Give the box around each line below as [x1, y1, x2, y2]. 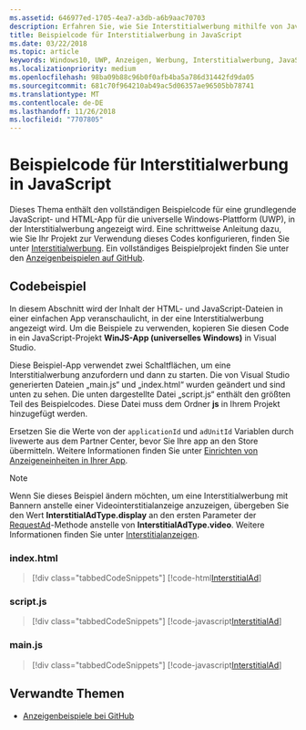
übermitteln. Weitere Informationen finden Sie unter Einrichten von [9, 444, 259, 456]
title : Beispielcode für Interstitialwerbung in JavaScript [9, 30, 243, 39]
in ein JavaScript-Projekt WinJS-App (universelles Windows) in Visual [9, 332, 277, 343]
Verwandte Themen [9, 686, 125, 702]
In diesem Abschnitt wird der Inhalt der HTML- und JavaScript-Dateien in [9, 303, 284, 314]
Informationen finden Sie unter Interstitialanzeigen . [9, 528, 200, 539]
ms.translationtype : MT [9, 89, 100, 99]
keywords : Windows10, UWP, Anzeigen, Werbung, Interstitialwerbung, [9, 56, 275, 65]
